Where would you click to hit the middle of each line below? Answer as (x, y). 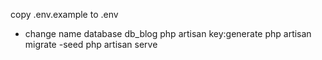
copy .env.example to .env (64, 14)
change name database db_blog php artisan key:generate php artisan (168, 33)
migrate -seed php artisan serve (91, 44)
